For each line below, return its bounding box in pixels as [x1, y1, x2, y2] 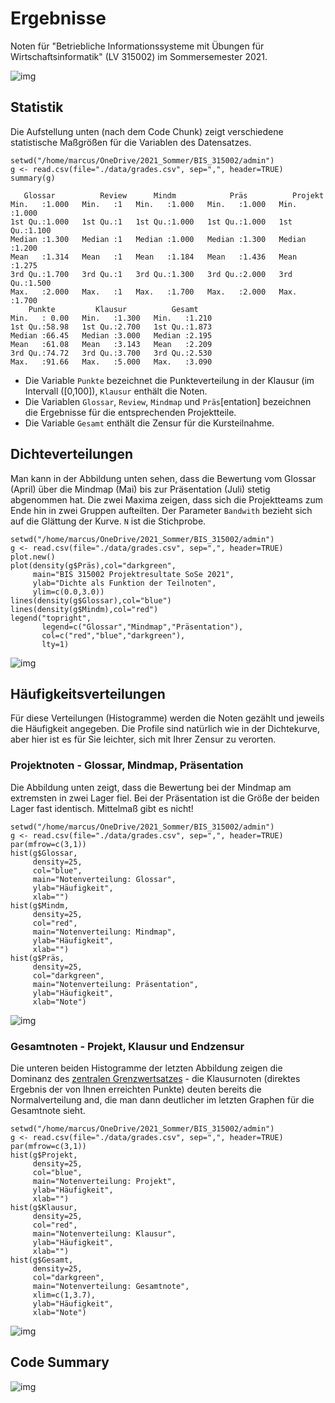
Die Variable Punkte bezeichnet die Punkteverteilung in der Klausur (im [24, 374, 315, 386]
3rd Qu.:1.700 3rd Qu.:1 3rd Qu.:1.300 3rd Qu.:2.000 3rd [10, 269, 293, 279]
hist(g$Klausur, [10, 1202, 78, 1212]
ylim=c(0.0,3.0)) [32, 587, 105, 597]
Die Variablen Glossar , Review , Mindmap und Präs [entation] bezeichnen [24, 395, 312, 407]
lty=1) [41, 639, 70, 649]
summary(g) [10, 173, 56, 183]
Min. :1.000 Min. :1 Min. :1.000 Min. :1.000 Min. [10, 199, 298, 209]
